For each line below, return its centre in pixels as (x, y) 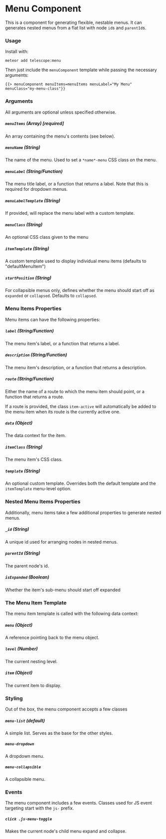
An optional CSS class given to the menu (47, 237)
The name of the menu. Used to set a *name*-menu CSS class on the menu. (81, 160)
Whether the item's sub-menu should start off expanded (63, 590)
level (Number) (22, 649)
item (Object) (19, 673)
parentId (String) (23, 553)
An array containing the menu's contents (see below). (60, 136)
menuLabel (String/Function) (34, 171)
